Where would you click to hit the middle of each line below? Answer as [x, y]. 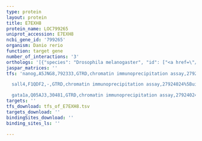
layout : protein [26, 17]
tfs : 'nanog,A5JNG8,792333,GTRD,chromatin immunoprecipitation [87, 74]
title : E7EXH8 [24, 23]
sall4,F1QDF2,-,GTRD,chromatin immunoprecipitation [78, 84]
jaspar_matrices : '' [32, 68]
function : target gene [35, 51]
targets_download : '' [33, 112]
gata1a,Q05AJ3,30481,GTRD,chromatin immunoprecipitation [84, 95]
